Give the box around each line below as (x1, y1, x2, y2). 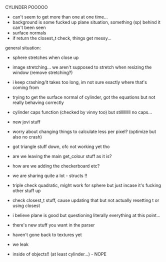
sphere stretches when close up (12, 54, 79, 60)
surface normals (12, 30, 46, 35)
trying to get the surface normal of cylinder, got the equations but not (12, 94, 155, 100)
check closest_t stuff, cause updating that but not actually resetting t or (12, 197, 159, 203)
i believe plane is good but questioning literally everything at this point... (12, 212, 161, 218)
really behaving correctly (12, 99, 64, 105)
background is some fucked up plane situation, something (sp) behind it (12, 19, 161, 25)
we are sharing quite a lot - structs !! (12, 172, 87, 178)
